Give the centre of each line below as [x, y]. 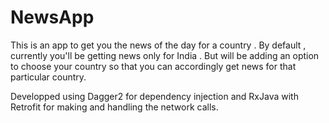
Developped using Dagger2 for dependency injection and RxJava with [154, 96]
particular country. [48, 77]
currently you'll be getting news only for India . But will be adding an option [165, 55]
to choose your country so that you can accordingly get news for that [153, 66]
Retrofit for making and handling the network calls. [114, 107]
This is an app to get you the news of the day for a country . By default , [158, 45]
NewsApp [52, 17]
